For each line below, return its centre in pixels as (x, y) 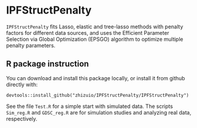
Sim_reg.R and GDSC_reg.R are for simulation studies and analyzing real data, (99, 112)
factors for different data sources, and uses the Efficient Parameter (88, 32)
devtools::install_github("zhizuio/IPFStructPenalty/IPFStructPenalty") (98, 95)
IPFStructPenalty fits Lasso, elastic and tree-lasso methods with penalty (95, 27)
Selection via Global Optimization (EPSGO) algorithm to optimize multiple (95, 39)
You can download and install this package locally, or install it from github (96, 78)
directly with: (22, 84)
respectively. (22, 119)
